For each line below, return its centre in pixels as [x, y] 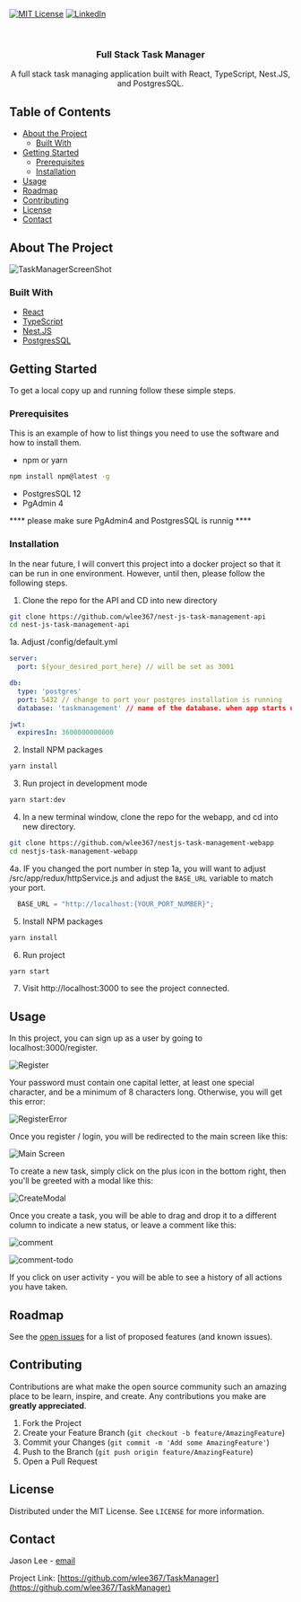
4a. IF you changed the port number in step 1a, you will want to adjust [138, 868]
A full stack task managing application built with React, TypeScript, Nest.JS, [150, 74]
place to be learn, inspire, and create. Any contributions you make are [138, 1395]
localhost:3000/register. [54, 1048]
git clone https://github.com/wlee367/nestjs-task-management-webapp [142, 843]
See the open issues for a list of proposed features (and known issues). [141, 1337]
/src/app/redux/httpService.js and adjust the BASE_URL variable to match [141, 878]
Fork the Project [52, 1422]
